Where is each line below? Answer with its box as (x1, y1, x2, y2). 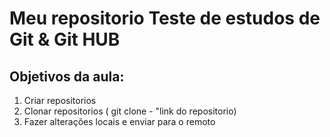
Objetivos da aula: (9, 68, 125, 85)
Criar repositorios (23, 95, 97, 106)
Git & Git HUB (9, 28, 121, 51)
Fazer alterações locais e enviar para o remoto (23, 116, 216, 127)
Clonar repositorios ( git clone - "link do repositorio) (23, 105, 237, 117)
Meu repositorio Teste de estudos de (9, 7, 321, 30)
